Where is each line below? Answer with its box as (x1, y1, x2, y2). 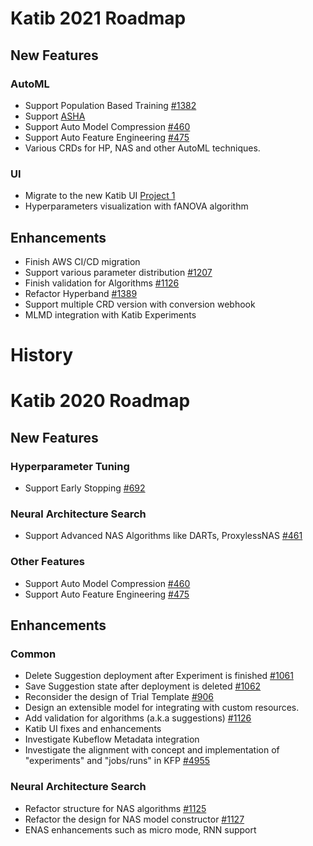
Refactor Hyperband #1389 (24, 287, 138, 299)
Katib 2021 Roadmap (10, 7, 187, 30)
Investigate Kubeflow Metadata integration (24, 733, 200, 746)
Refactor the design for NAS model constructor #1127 (24, 813, 245, 825)
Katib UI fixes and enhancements (24, 723, 162, 735)
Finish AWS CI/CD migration (24, 255, 141, 267)
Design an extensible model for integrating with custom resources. (24, 702, 300, 714)
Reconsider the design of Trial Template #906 (24, 691, 214, 703)
